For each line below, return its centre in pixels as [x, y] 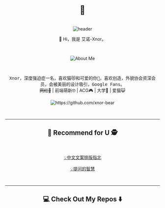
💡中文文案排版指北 [82, 157]
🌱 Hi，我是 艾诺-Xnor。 [82, 39]
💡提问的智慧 [82, 169]
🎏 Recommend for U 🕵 [82, 133]
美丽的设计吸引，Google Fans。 [91, 84]
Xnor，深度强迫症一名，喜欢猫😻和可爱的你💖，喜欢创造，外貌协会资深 [80, 78]
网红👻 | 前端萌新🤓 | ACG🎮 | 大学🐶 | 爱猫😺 [82, 90]
